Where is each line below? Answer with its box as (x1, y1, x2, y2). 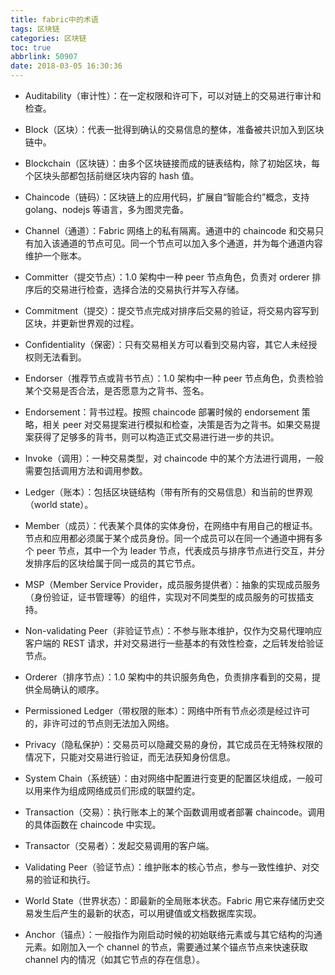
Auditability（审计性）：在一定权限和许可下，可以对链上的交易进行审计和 (24, 90, 322, 101)
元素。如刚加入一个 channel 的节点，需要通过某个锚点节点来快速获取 (24, 941, 308, 953)
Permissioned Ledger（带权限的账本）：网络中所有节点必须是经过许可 (24, 705, 311, 716)
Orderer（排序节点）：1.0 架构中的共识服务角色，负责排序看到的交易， (24, 671, 312, 683)
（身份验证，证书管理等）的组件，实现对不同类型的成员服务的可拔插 (24, 591, 306, 603)
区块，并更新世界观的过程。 (24, 317, 140, 329)
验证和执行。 (42, 874, 96, 885)
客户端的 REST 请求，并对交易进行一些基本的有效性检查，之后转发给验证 (24, 637, 325, 649)
